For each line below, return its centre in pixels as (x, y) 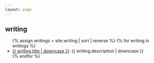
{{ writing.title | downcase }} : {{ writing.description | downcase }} (78, 51)
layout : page (18, 9)
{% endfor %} (26, 56)
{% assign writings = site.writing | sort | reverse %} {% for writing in (81, 41)
